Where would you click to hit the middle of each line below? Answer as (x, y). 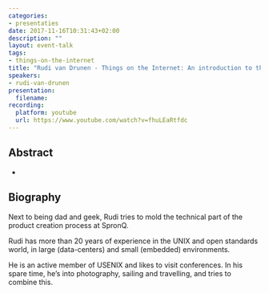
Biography (35, 197)
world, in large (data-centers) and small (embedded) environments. (119, 249)
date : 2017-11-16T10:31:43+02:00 (64, 31)
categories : (28, 16)
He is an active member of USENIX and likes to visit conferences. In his (125, 265)
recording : (26, 105)
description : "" (35, 38)
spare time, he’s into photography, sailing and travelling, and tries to (120, 273)
